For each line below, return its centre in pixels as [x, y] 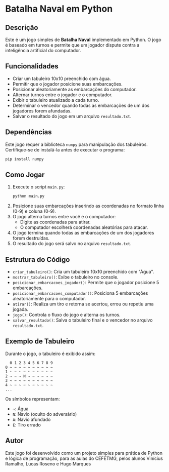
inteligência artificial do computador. [43, 50]
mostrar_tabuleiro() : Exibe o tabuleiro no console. [65, 277]
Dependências [29, 132]
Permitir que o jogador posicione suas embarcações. [67, 84]
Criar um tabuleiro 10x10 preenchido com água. [62, 78]
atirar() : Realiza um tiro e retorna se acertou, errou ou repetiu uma [83, 304]
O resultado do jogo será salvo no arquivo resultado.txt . [72, 244]
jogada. [20, 309]
